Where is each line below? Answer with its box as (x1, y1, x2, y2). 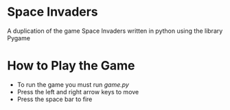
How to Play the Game (7, 58, 135, 74)
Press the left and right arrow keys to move (16, 87, 139, 96)
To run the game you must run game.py (16, 80, 129, 89)
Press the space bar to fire (16, 95, 93, 103)
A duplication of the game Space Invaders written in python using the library (7, 27, 223, 35)
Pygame (7, 33, 31, 42)
